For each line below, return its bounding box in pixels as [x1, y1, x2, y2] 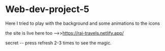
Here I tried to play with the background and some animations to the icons [5, 20, 160, 26]
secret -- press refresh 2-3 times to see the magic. [5, 39, 112, 46]
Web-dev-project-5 [5, 4, 90, 15]
